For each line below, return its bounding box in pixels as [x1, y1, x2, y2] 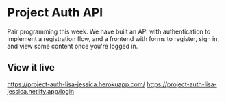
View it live [7, 62, 55, 73]
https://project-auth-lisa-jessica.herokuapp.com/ [7, 80, 146, 88]
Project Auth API [7, 5, 103, 21]
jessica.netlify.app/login [7, 87, 75, 95]
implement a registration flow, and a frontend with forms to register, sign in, [7, 34, 219, 42]
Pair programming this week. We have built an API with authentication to [7, 27, 211, 36]
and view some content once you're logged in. [7, 42, 138, 50]
